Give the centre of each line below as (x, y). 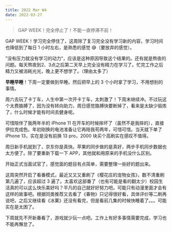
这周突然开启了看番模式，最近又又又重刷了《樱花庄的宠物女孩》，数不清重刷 (85, 175)
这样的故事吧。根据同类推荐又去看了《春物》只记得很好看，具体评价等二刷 (84, 194)
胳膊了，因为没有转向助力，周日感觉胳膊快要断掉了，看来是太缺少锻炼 (93, 106)
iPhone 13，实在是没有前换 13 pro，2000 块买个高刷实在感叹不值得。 (78, 136)
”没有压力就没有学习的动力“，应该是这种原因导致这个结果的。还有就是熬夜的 (86, 58)
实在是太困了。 (21, 207)
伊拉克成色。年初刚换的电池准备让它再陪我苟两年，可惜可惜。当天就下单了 (84, 129)
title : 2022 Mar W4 (26, 10)
